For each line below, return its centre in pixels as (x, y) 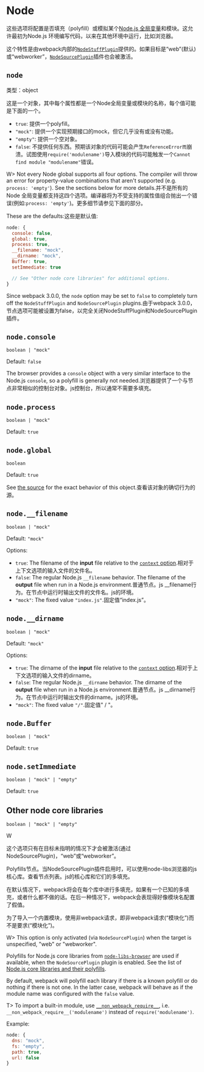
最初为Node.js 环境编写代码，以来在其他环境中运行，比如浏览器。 (94, 36)
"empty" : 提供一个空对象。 (47, 139)
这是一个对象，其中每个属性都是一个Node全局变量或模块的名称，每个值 (96, 103)
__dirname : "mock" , (37, 256)
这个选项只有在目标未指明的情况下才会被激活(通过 (69, 848)
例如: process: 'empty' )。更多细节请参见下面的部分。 (80, 203)
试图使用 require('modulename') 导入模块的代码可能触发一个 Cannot (108, 154)
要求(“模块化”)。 (37, 925)
